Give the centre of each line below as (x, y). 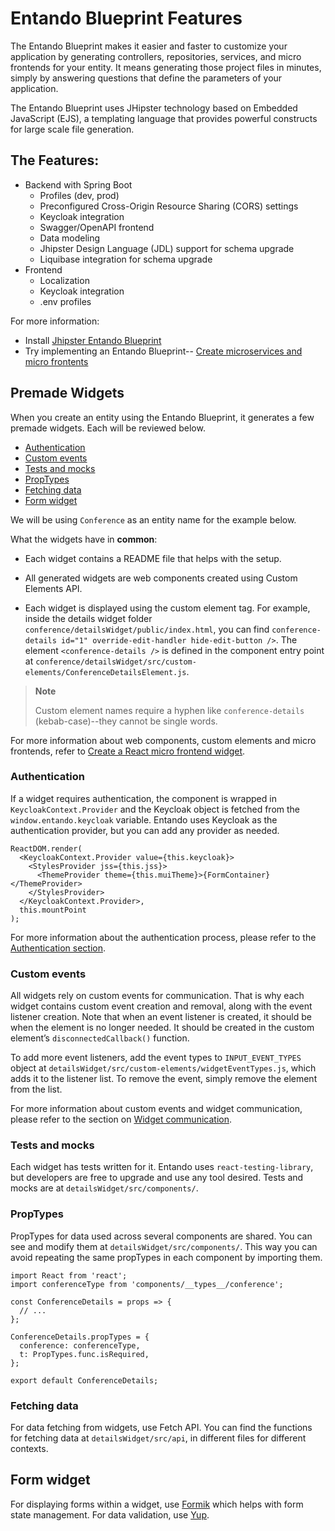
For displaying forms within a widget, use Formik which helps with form (157, 1504)
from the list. (36, 1089)
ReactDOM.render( (46, 848)
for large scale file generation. (72, 129)
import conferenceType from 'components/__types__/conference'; (147, 1284)
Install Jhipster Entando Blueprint (93, 340)
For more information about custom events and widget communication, (156, 1109)
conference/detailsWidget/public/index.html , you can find (147, 629)
